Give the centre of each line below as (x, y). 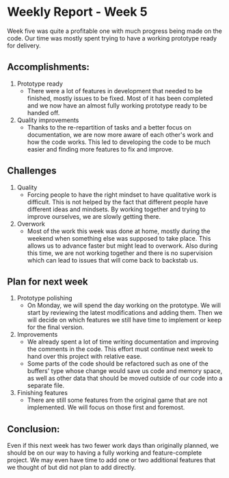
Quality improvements (48, 120)
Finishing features (42, 393)
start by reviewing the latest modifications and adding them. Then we (125, 313)
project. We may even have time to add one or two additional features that (111, 460)
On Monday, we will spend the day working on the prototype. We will (124, 305)
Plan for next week (48, 282)
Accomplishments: (49, 67)
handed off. (43, 112)
